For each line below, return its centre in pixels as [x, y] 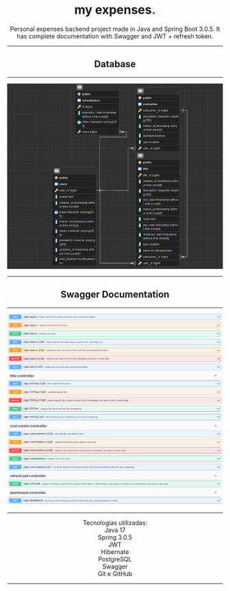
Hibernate [115, 552]
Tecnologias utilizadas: [115, 523]
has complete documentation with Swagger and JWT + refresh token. [115, 36]
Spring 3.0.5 [115, 537]
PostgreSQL [115, 559]
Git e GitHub [115, 574]
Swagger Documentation [115, 295]
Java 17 [115, 530]
